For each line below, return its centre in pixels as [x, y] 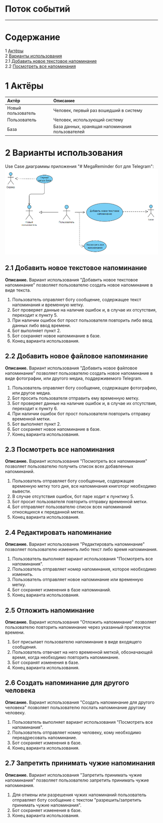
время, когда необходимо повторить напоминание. [66, 658]
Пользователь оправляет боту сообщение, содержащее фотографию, [85, 387]
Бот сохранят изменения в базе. [46, 662]
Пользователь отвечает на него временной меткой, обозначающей [82, 652]
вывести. [22, 491]
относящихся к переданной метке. [48, 512]
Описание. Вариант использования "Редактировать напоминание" [75, 544]
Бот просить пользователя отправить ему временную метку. [76, 398]
